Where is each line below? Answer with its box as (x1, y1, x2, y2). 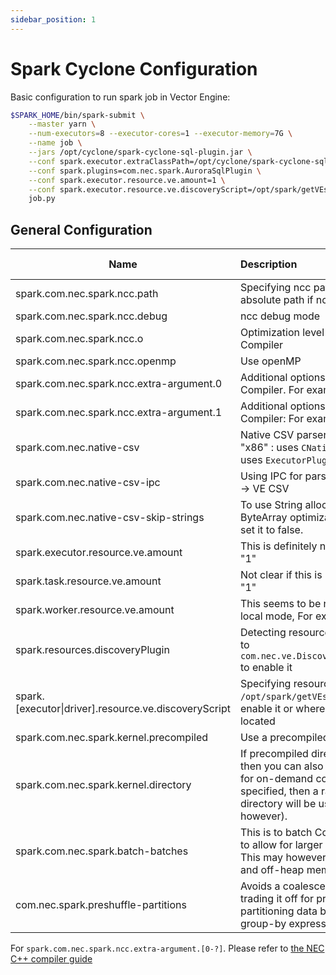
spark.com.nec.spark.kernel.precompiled (15, 731, 209, 745)
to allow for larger (239, 838, 323, 852)
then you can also (239, 759, 324, 773)
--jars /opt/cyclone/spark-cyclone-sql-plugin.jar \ (28, 147, 253, 158)
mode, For (264, 609, 313, 623)
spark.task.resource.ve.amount (15, 574, 162, 588)
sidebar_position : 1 (10, 14, 97, 25)
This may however (239, 851, 327, 865)
